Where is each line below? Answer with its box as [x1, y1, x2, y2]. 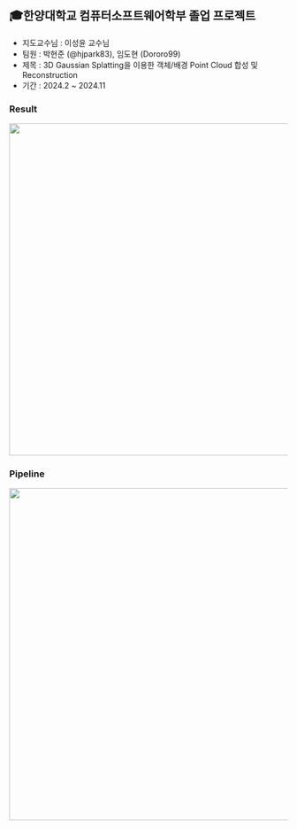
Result [9, 103, 38, 115]
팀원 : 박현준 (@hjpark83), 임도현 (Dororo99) [21, 48, 181, 59]
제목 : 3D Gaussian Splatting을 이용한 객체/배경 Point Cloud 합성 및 [21, 59, 258, 70]
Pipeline [9, 468, 45, 480]
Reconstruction [21, 69, 78, 80]
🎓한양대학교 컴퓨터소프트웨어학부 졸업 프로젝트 [9, 8, 256, 24]
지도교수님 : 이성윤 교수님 [21, 37, 110, 48]
